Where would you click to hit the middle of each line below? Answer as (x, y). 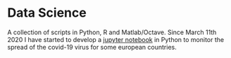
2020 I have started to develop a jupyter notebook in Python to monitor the (115, 39)
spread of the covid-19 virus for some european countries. (92, 47)
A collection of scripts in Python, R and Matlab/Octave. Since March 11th (112, 32)
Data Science (47, 13)
